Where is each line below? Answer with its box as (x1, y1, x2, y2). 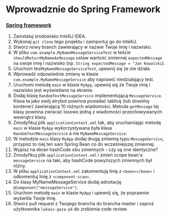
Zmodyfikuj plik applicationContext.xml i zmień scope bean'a (13, 152, 143, 158)
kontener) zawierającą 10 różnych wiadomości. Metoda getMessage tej (13, 103, 159, 110)
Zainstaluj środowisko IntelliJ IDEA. (13, 33, 87, 39)
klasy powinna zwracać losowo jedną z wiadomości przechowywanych (13, 109, 162, 115)
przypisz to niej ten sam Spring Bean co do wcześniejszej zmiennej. (13, 141, 155, 147)
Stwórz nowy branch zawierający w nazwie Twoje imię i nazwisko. (13, 44, 152, 50)
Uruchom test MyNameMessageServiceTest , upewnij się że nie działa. (13, 66, 151, 72)
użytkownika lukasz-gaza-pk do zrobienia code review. (13, 206, 128, 212)
